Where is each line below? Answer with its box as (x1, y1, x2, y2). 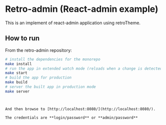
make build (5, 80, 28, 85)
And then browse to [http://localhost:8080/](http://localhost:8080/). (5, 106, 156, 112)
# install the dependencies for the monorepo (5, 57, 100, 62)
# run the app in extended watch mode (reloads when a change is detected (5, 66, 163, 71)
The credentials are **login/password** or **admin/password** (5, 115, 138, 120)
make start (5, 71, 28, 76)
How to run (5, 34, 40, 42)
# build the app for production (5, 75, 72, 80)
